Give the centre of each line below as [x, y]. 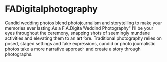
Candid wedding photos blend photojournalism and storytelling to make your [83, 23]
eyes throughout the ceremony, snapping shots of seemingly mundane [78, 33]
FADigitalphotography [51, 9]
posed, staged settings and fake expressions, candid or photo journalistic [80, 43]
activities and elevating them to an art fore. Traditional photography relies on [83, 38]
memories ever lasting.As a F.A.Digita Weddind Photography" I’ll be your [79, 28]
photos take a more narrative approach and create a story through [73, 49]
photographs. [19, 54]
